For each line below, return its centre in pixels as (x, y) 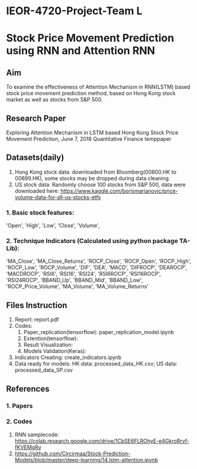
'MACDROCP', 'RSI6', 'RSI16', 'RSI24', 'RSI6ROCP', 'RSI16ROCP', (84, 274)
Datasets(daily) (35, 158)
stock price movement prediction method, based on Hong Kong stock (91, 93)
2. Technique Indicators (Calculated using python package (92, 241)
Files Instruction (37, 305)
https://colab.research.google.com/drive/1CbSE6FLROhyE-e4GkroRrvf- (102, 440)
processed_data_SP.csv (43, 370)
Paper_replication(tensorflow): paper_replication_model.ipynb (99, 332)
